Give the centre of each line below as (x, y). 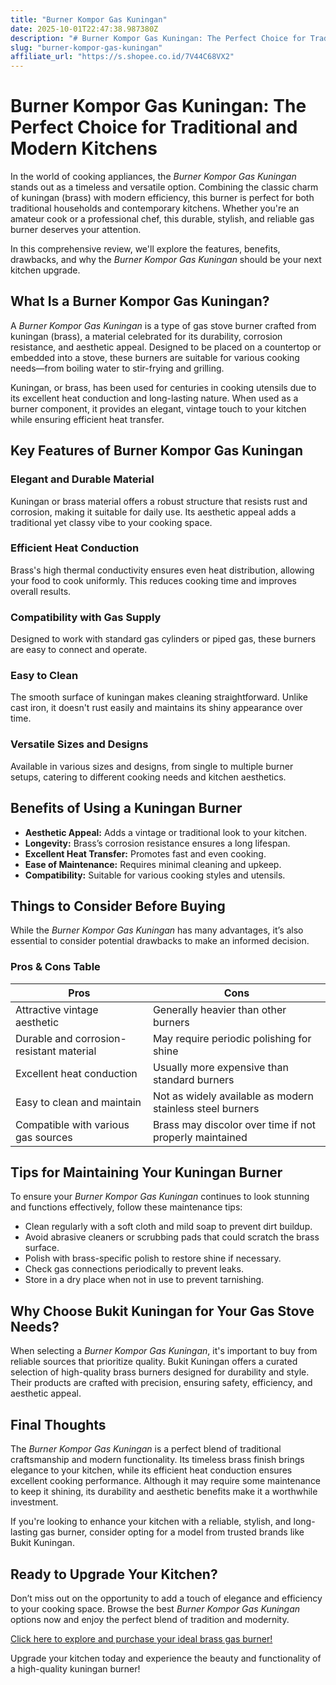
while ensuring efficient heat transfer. (87, 419)
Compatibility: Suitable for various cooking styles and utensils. (155, 875)
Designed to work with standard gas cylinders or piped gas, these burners (163, 639)
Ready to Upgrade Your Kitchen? (114, 1574)
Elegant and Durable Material (82, 479)
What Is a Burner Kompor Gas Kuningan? (140, 301)
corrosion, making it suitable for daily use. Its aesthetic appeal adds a (153, 512)
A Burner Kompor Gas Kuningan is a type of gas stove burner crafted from (163, 325)
